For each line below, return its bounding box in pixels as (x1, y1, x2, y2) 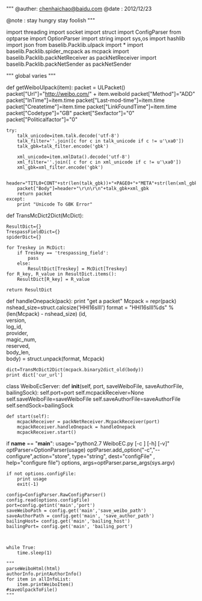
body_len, (6, 349, 31, 356)
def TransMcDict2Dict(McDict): (6, 212, 84, 219)
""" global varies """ (6, 72, 56, 79)
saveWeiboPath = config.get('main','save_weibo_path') (6, 508, 147, 514)
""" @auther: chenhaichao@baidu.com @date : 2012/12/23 (6, 5, 152, 12)
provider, (6, 330, 29, 336)
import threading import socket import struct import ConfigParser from (6, 28, 182, 36)
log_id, (6, 323, 23, 330)
